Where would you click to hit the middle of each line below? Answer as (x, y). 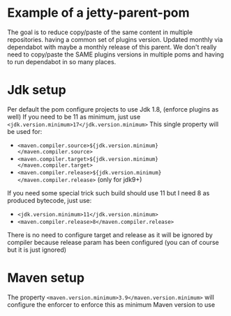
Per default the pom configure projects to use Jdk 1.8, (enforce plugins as (113, 109)
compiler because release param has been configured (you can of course (113, 242)
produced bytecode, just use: (50, 200)
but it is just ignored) (37, 250)
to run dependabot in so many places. (62, 61)
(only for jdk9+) (120, 179)
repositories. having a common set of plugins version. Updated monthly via (115, 39)
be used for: (25, 131)
